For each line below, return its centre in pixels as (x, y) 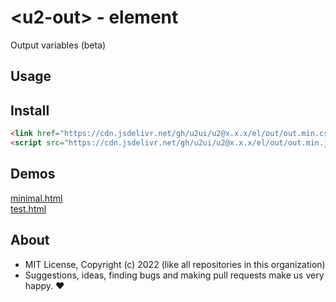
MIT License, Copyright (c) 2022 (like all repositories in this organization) (175, 264)
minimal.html (36, 198)
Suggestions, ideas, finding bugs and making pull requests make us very (174, 275)
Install (30, 110)
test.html (28, 208)
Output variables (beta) (58, 45)
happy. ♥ (44, 285)
